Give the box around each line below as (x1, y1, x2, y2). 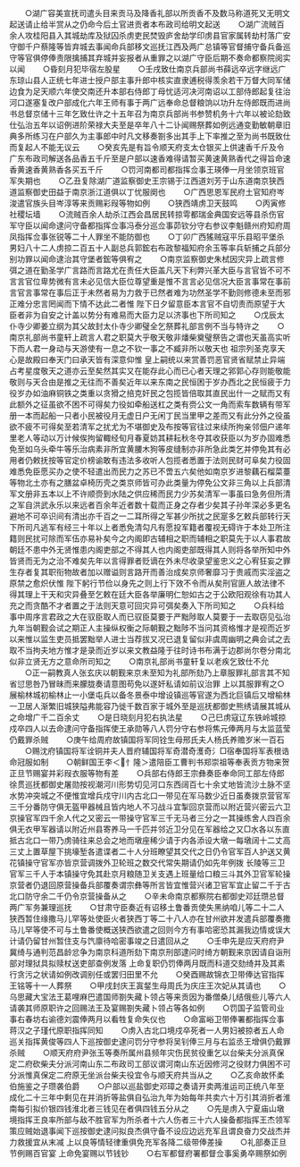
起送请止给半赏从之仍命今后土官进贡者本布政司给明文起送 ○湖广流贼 (9, 19, 277, 30)
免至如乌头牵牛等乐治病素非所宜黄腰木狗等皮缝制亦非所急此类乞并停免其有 (9, 444, 283, 454)
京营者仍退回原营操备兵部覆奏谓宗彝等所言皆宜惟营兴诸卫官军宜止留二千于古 (9, 880, 291, 890)
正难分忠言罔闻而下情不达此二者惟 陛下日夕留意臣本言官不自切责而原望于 (9, 299, 278, 309)
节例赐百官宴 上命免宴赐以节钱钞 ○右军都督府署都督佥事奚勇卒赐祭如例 (9, 1148, 287, 1158)
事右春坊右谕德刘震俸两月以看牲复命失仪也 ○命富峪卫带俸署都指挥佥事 (9, 1014, 285, 1024)
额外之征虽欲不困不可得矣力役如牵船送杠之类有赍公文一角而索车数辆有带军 (16, 399, 291, 410)
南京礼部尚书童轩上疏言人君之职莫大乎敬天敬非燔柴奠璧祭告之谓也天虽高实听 (9, 332, 291, 342)
